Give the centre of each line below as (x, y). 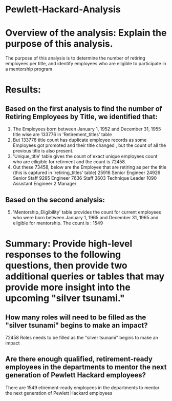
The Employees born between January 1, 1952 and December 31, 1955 (87, 129)
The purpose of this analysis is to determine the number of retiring (76, 58)
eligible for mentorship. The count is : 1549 (58, 223)
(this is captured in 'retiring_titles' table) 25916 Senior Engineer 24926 (87, 173)
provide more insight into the (68, 287)
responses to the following (63, 255)
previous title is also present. (43, 151)
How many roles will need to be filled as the (76, 317)
